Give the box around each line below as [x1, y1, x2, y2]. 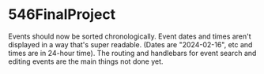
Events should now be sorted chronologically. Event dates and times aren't [8, 31, 251, 41]
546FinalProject [8, 6, 116, 24]
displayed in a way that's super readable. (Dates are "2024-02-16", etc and [8, 39, 253, 49]
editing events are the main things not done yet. [8, 57, 164, 66]
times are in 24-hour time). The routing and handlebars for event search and [8, 48, 257, 57]
